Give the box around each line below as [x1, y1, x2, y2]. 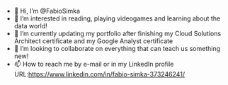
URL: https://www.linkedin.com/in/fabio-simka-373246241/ [13, 70, 186, 78]
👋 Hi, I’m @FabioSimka [13, 7, 80, 15]
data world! [13, 22, 47, 30]
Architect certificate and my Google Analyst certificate [13, 37, 173, 45]
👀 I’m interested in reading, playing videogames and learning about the [13, 14, 221, 23]
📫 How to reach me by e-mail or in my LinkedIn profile [13, 60, 174, 68]
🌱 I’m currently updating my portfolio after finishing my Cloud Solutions [13, 29, 222, 38]
